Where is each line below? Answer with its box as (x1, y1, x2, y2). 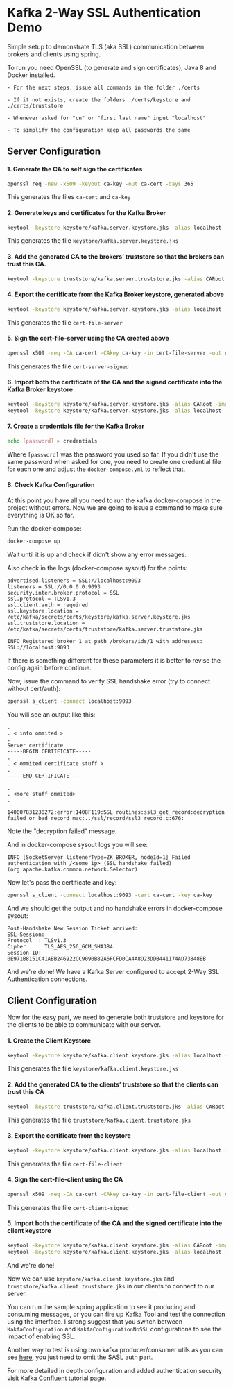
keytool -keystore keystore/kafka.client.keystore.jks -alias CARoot (7, 1242, 213, 1249)
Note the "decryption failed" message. (7, 827, 117, 835)
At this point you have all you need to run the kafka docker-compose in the (7, 496, 221, 504)
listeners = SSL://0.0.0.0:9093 (7, 583, 101, 590)
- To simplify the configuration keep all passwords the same (7, 126, 191, 133)
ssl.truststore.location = (7, 620, 85, 627)
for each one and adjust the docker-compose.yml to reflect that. (7, 465, 186, 473)
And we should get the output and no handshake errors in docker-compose (7, 904, 223, 912)
